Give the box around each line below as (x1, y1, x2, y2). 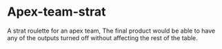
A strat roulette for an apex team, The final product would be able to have (7, 27, 216, 35)
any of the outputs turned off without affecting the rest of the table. (7, 33, 198, 42)
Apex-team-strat (7, 4, 106, 20)
